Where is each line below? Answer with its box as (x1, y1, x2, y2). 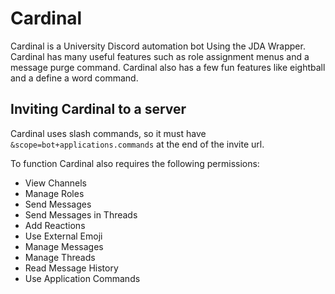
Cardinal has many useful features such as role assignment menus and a (10, 50, 310, 62)
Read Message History (24, 262, 119, 274)
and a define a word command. (10, 72, 139, 84)
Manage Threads (24, 251, 96, 263)
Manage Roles (24, 187, 85, 199)
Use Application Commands (24, 272, 141, 284)
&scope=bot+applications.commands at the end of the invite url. (10, 138, 265, 150)
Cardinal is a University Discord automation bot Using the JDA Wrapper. (10, 40, 306, 52)
